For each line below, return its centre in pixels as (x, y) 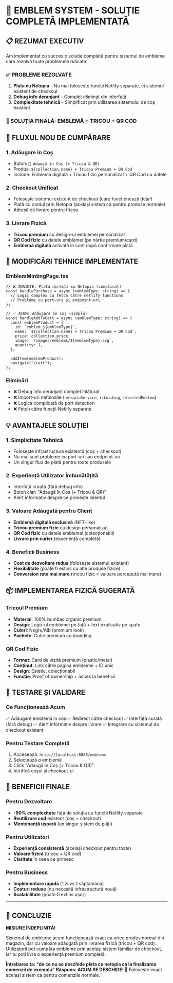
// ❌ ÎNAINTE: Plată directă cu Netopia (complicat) (64, 287)
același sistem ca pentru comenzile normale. (53, 975)
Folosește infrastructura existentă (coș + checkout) (68, 451)
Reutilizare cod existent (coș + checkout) (57, 818)
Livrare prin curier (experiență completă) (57, 539)
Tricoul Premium (27, 608)
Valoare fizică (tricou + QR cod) (47, 854)
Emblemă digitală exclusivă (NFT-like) (54, 522)
